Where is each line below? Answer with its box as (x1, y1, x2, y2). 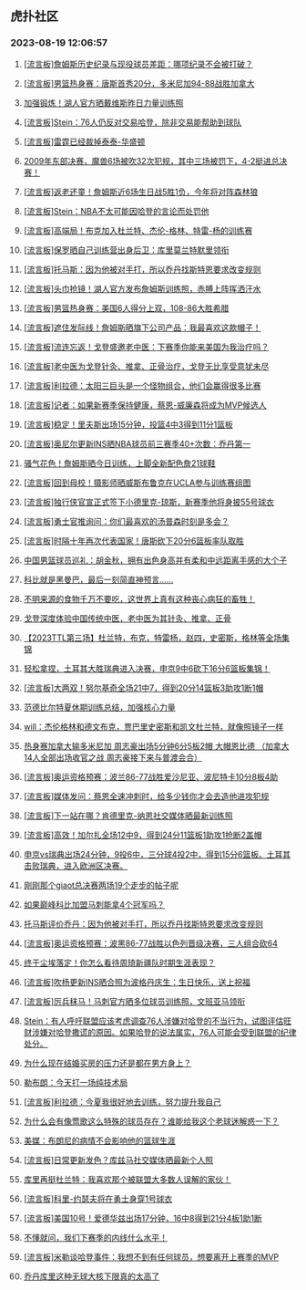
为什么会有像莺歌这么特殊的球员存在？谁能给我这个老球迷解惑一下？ (23, 1116, 280, 1127)
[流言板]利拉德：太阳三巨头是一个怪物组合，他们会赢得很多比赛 (23, 380, 262, 390)
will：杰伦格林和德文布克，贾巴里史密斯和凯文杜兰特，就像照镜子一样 (23, 721, 284, 732)
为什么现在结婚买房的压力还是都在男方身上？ (23, 1057, 192, 1068)
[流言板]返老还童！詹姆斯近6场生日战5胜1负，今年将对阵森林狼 (23, 186, 259, 197)
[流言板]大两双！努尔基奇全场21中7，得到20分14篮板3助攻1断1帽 (23, 682, 264, 693)
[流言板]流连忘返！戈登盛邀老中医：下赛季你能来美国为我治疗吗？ (23, 341, 270, 352)
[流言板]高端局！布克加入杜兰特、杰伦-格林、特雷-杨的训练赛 (23, 224, 253, 235)
